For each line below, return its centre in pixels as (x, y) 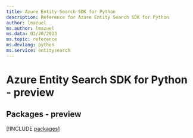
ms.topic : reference (32, 39)
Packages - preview (44, 115)
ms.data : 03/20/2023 (32, 34)
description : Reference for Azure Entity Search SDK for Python (88, 17)
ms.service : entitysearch (38, 51)
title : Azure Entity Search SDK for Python (61, 12)
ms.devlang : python (30, 45)
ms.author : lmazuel (30, 28)
